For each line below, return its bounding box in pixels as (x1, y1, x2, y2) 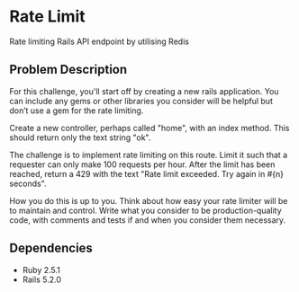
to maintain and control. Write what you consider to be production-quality (9, 205, 282, 216)
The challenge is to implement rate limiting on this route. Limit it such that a (9, 149, 288, 160)
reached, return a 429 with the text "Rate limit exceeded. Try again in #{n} (9, 168, 284, 179)
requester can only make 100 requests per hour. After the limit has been (9, 159, 276, 170)
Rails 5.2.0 (22, 274, 61, 285)
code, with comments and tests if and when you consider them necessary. (9, 214, 286, 226)
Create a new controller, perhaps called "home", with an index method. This (9, 122, 290, 133)
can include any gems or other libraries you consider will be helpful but (9, 95, 273, 106)
